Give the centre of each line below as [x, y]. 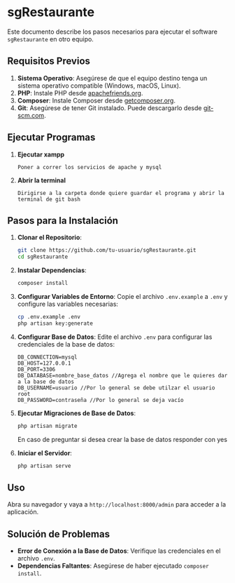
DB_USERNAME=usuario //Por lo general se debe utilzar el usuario [116, 388]
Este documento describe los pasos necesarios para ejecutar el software [113, 32]
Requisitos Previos [49, 61]
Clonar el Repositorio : [50, 237]
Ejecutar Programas [51, 138]
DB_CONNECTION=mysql [47, 357]
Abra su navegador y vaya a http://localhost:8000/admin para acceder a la [116, 504]
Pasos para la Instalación [63, 221]
